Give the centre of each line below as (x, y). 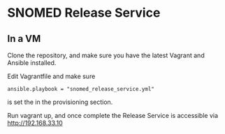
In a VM (24, 39)
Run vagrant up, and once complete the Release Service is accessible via (113, 116)
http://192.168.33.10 (35, 123)
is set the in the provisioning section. (60, 102)
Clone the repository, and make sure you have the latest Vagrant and (106, 55)
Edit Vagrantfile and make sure (51, 76)
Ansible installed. (32, 63)
